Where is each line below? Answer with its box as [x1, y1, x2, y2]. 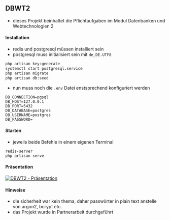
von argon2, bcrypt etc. [12, 204, 62, 210]
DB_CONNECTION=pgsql [5, 94, 49, 100]
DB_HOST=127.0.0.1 [5, 99, 44, 104]
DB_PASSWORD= [5, 117, 33, 122]
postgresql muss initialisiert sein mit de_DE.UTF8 [12, 51, 112, 58]
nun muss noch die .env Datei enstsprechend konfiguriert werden [12, 85, 150, 91]
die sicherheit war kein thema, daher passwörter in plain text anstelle [12, 198, 157, 204]
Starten [5, 127, 22, 134]
